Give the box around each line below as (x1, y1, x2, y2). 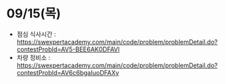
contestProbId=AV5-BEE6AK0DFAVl (16, 45, 120, 53)
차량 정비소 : (16, 53, 51, 62)
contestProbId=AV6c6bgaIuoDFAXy (16, 68, 120, 76)
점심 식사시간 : (16, 30, 56, 38)
